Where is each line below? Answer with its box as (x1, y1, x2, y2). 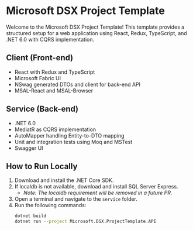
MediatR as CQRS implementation (14, 126, 96, 133)
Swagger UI (14, 145, 43, 152)
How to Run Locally (6, 161, 78, 171)
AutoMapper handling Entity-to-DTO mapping (14, 132, 125, 139)
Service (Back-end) (6, 104, 79, 114)
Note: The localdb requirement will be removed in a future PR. (23, 189, 173, 197)
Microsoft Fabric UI (14, 74, 61, 81)
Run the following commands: (14, 202, 87, 209)
